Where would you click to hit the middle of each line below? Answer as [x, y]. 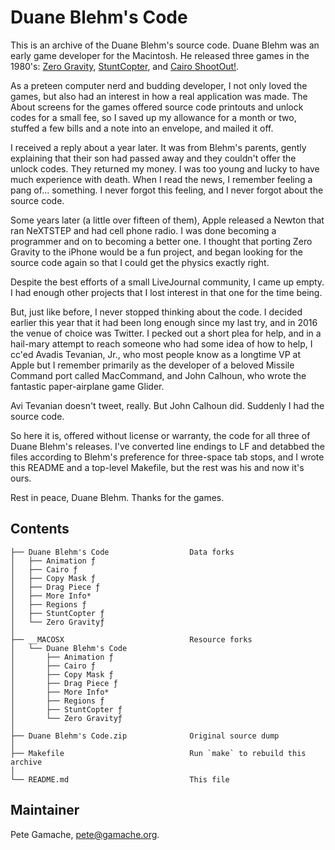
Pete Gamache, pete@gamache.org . [85, 834]
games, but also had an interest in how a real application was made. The [159, 96]
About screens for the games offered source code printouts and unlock [157, 107]
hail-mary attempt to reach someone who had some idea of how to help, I [161, 343]
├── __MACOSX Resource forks [131, 639]
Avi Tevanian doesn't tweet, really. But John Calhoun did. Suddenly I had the [167, 405]
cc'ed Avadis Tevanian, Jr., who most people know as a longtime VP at [156, 354]
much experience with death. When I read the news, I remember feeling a [161, 179]
